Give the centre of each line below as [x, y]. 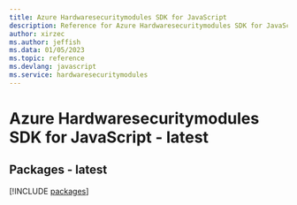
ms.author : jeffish [45, 42]
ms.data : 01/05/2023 [47, 50]
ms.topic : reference [47, 58]
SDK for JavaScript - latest [109, 137]
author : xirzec [37, 34]
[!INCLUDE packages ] [49, 191]
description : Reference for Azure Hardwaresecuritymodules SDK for [136, 26]
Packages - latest [58, 170]
